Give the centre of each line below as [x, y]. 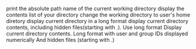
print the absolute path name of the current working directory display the [95, 9]
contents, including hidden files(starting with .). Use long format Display [94, 27]
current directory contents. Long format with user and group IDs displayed [97, 34]
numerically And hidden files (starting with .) [60, 40]
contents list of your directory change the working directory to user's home [98, 15]
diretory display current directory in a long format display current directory [97, 21]
